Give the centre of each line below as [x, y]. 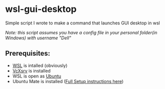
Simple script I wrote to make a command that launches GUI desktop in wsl [83, 23]
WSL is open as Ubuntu [37, 76]
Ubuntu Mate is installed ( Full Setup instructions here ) [68, 81]
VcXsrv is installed [32, 71]
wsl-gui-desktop [41, 9]
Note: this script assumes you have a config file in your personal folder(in [81, 32]
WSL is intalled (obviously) [40, 65]
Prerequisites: [28, 53]
